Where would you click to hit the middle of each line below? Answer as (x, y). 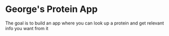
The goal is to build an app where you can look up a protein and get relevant (85, 23)
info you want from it (27, 28)
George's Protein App (51, 9)
